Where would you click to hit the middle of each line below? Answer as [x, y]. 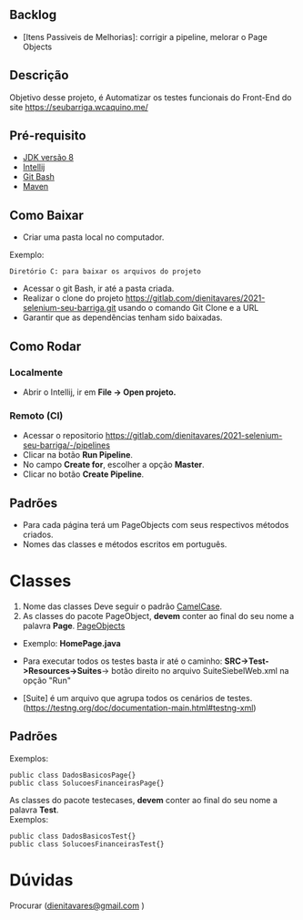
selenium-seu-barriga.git [69, 308]
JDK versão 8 [48, 158]
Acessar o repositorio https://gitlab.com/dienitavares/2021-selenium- [152, 436]
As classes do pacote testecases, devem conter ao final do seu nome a [143, 800]
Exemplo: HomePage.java [71, 643]
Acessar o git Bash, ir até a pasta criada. [98, 289]
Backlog [33, 15]
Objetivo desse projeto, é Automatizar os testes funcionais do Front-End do [151, 97]
